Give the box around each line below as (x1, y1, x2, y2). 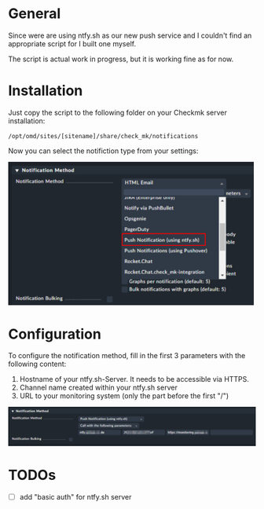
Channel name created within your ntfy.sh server (19, 383, 178, 393)
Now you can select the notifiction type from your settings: (8, 146, 199, 156)
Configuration (8, 325, 102, 342)
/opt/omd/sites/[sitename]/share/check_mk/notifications (8, 132, 199, 140)
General (8, 5, 61, 23)
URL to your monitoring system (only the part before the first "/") (19, 391, 229, 401)
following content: (8, 359, 67, 369)
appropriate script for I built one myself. (8, 38, 136, 48)
